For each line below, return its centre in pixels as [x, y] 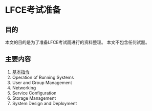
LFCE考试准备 [33, 10]
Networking [24, 88]
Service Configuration [34, 93]
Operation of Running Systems [43, 77]
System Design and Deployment [44, 103]
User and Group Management [42, 82]
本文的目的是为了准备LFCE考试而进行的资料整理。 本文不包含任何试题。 [77, 42]
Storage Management [34, 98]
